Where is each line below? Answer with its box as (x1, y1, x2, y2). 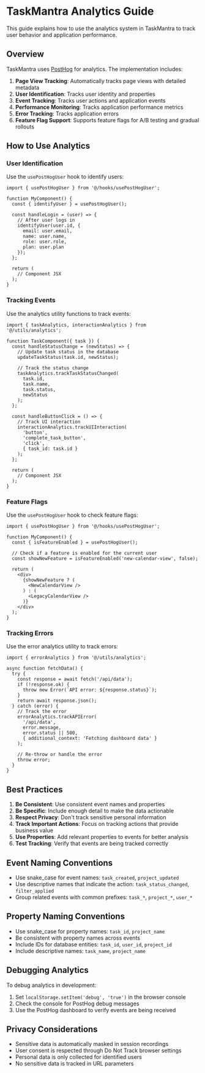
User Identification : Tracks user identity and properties (15, 90, 156, 98)
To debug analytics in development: (6, 981, 97, 989)
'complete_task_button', (22, 434, 86, 441)
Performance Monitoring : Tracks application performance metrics (15, 103, 184, 111)
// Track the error (17, 709, 67, 715)
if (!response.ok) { (17, 682, 70, 688)
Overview (6, 49, 45, 60)
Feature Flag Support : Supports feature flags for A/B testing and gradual (15, 116, 199, 124)
